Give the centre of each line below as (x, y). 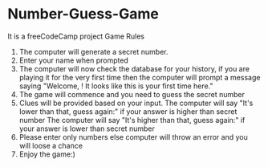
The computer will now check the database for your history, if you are (134, 68)
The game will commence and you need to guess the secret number (132, 94)
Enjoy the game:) (47, 154)
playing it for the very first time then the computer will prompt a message (140, 77)
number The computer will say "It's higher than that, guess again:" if (132, 120)
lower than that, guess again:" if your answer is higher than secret (128, 111)
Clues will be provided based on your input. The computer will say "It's (136, 103)
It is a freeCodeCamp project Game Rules (76, 36)
